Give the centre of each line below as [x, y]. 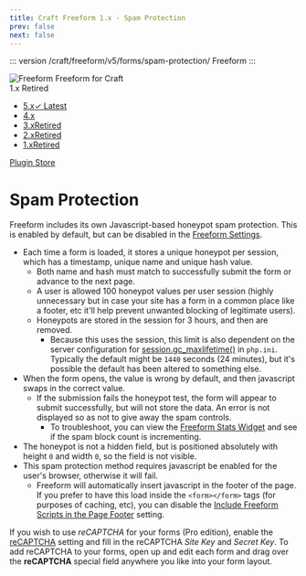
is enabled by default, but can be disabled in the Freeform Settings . [136, 235]
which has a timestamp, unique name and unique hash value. [137, 262]
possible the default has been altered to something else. [156, 369]
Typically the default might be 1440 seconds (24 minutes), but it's [172, 359]
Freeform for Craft [90, 79]
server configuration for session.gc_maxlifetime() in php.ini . [164, 349]
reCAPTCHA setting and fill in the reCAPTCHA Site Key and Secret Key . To [149, 542]
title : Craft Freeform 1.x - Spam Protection [97, 18]
